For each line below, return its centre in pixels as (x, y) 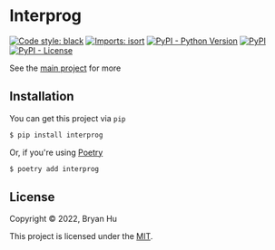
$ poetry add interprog (54, 168)
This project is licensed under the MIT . (81, 236)
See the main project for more (65, 68)
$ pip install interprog (56, 135)
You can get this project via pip (68, 118)
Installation (42, 96)
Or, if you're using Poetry (56, 152)
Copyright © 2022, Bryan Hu (64, 219)
